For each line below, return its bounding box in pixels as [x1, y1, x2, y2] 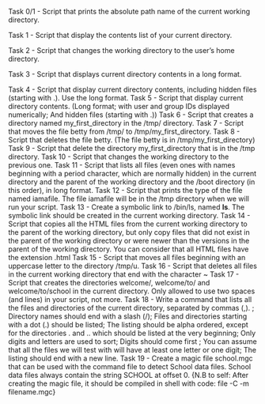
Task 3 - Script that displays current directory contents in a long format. [8, 70, 242, 78]
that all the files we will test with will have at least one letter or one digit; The [8, 345, 257, 354]
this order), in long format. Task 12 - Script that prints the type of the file [8, 186, 243, 194]
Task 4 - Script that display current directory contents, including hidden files [8, 85, 257, 94]
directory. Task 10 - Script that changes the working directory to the [8, 152, 229, 161]
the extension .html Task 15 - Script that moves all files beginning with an [8, 253, 246, 262]
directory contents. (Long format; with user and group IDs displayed [8, 102, 229, 111]
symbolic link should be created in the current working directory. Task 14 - [8, 211, 251, 220]
